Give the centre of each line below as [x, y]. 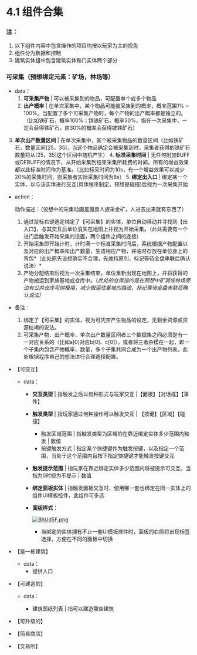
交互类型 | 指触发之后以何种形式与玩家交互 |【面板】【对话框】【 [108, 394]
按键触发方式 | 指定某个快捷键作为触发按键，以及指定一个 [110, 448]
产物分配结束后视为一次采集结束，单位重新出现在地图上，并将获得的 [106, 273]
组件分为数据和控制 [38, 53]
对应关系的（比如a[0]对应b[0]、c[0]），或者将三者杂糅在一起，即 [106, 342]
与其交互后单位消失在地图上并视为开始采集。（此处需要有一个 [115, 229]
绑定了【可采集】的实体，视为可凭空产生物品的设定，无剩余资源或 [103, 320]
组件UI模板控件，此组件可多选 [68, 495]
